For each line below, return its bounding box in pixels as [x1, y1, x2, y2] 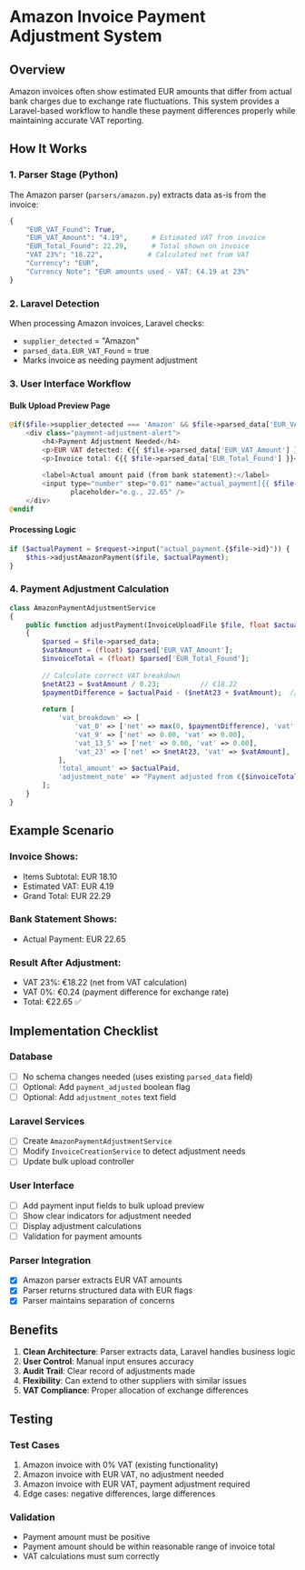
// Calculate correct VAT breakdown [42, 671, 181, 680]
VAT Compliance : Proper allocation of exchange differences [22, 1385, 249, 1396]
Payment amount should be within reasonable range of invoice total [22, 1541, 275, 1552]
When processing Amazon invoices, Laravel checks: [9, 317, 205, 328]
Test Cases [9, 1438, 61, 1451]
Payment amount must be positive [22, 1532, 151, 1543]
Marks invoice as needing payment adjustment [22, 355, 198, 365]
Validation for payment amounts [22, 1230, 143, 1242]
